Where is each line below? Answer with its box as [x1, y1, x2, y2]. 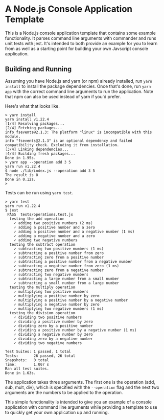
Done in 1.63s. [5, 371, 36, 375]
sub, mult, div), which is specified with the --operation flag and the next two [5, 384, 160, 390]
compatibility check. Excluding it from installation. [5, 142, 119, 147]
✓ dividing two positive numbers [14, 315, 82, 320]
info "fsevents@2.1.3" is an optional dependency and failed [5, 138, 133, 143]
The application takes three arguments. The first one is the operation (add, [5, 379, 156, 385]
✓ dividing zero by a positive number [14, 323, 93, 328]
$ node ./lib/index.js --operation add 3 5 [5, 168, 95, 173]
